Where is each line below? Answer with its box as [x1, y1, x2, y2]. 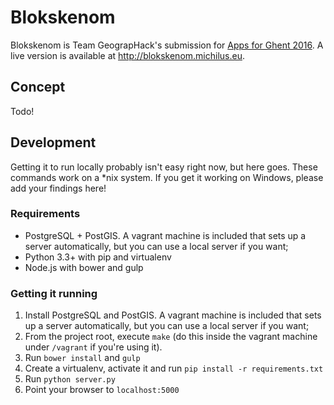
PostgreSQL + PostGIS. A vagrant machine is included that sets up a [24, 229, 307, 241]
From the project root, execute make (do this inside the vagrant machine [24, 331, 318, 343]
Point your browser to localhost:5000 [24, 384, 180, 396]
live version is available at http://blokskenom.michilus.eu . [10, 49, 245, 61]
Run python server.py [24, 373, 116, 385]
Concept [10, 79, 66, 96]
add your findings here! [10, 182, 107, 194]
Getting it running [10, 286, 98, 300]
